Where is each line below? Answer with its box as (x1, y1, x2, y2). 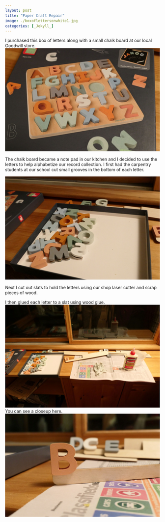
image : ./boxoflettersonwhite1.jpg (5, 18, 78, 23)
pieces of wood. (5, 290, 38, 296)
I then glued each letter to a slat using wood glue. (5, 299, 105, 305)
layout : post (5, 8, 32, 13)
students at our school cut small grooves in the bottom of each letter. (5, 166, 145, 172)
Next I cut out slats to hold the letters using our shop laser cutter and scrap (5, 284, 157, 290)
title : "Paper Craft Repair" (5, 13, 65, 18)
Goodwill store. (5, 43, 36, 49)
